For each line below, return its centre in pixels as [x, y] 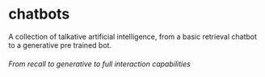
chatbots [39, 14]
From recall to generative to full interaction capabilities [100, 64]
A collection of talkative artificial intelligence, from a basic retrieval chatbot [132, 36]
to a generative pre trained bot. [60, 45]
